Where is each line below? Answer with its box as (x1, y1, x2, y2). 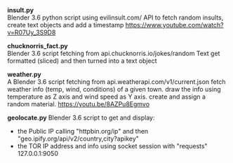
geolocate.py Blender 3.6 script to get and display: (7, 113, 155, 122)
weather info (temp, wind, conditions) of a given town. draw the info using (7, 85, 221, 93)
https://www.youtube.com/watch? (125, 21, 224, 29)
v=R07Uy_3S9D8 (7, 28, 56, 36)
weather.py (7, 70, 42, 78)
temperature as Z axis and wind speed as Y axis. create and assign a (7, 92, 206, 101)
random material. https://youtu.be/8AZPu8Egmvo (7, 100, 149, 108)
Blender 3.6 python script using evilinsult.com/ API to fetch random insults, (7, 13, 224, 22)
